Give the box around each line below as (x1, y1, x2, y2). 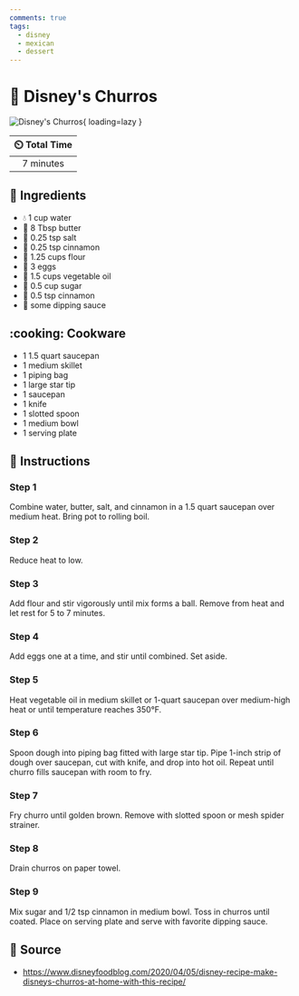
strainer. (9, 820, 41, 831)
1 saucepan (22, 388, 65, 400)
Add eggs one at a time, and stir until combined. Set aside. (9, 651, 228, 662)
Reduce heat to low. (9, 554, 83, 565)
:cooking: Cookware (9, 326, 127, 342)
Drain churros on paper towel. (9, 862, 121, 873)
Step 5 (9, 673, 39, 686)
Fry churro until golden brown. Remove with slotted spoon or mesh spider (9, 810, 285, 821)
